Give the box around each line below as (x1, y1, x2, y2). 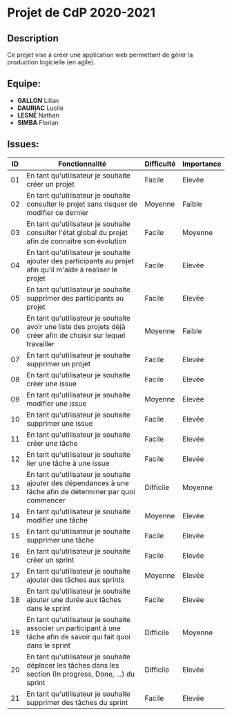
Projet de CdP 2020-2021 (7, 5, 156, 21)
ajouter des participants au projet (26, 256, 135, 265)
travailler (26, 339, 55, 348)
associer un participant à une (26, 623, 121, 633)
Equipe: (7, 78, 41, 90)
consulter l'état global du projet (26, 227, 128, 237)
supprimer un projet (26, 359, 91, 368)
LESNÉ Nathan (17, 111, 59, 119)
